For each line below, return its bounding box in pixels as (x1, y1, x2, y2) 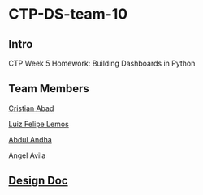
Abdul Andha (8, 134, 53, 144)
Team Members (8, 82, 89, 95)
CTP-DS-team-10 (8, 5, 128, 23)
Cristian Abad (8, 103, 54, 113)
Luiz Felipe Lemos (8, 119, 69, 129)
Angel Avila (8, 150, 46, 160)
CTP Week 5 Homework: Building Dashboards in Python (8, 58, 196, 68)
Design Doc (8, 174, 68, 188)
